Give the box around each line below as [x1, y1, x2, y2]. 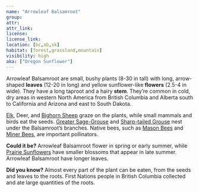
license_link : [6, 36, 42, 42]
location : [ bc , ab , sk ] [6, 42, 60, 48]
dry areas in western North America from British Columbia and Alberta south [6, 93, 193, 101]
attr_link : [6, 25, 33, 32]
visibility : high [6, 53, 49, 59]
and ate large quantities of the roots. [6, 179, 95, 186]
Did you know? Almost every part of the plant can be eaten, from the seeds [6, 166, 191, 173]
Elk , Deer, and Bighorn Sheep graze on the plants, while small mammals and [6, 111, 192, 119]
